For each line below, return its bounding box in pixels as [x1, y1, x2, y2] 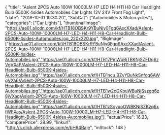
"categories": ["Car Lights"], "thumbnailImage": [5, 20, 101, 26]
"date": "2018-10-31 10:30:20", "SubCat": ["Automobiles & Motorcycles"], [5, 15, 154, 20]
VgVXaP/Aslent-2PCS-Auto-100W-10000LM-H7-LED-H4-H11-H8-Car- [5, 62, 148, 67]
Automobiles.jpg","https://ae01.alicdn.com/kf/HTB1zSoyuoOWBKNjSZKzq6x [5, 103, 159, 109]
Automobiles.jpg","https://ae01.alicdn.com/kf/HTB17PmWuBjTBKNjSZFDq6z [5, 57, 159, 62]
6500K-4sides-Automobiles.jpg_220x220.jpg [5, 35, 97, 41]
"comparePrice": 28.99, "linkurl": [5, 119, 72, 125]
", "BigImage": [96, 35, 125, 41]
